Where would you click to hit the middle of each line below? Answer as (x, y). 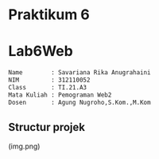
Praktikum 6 (49, 15)
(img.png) (24, 146)
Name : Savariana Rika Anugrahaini (79, 73)
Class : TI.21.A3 (48, 87)
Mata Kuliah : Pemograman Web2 (60, 95)
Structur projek (47, 127)
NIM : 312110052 (49, 80)
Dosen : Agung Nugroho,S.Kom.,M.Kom (79, 102)
